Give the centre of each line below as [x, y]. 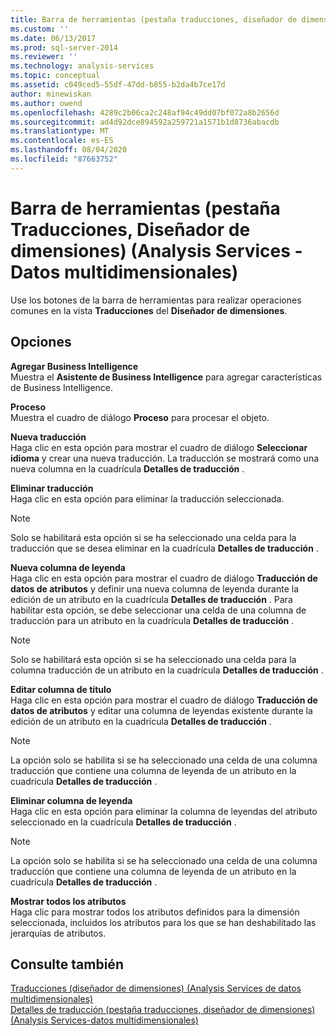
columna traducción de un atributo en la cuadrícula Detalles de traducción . [167, 670]
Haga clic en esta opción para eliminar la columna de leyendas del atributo [164, 811]
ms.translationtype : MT [60, 131]
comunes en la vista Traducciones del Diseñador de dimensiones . [149, 310]
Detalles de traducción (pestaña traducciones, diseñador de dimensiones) [163, 1010]
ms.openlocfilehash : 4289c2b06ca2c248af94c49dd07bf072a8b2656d [145, 112]
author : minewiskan [51, 94]
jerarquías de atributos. [58, 933]
